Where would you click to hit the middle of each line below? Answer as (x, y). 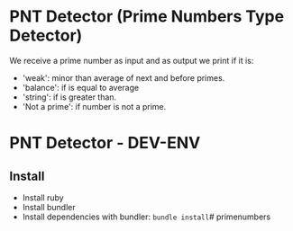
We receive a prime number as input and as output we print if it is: (132, 60)
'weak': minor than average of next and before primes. (124, 77)
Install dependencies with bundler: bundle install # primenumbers (146, 217)
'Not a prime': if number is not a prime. (94, 106)
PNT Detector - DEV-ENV (105, 143)
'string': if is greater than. (69, 97)
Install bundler (49, 207)
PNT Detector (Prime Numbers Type (147, 17)
